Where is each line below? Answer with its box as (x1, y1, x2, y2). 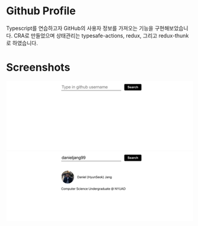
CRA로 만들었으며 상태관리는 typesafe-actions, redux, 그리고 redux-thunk (14, 32, 189, 39)
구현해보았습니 (154, 24, 189, 32)
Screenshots (6, 61, 71, 74)
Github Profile (6, 4, 76, 18)
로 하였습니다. (6, 39, 39, 46)
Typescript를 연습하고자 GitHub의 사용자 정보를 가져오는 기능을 (6, 24, 154, 32)
